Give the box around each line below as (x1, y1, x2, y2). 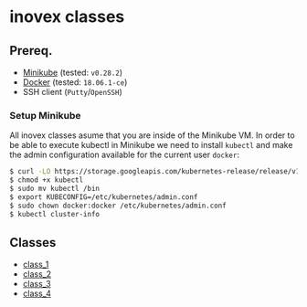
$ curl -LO (9, 167, 51, 176)
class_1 (22, 259, 49, 270)
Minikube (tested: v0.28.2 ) (22, 67, 123, 78)
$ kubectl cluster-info (9, 209, 101, 218)
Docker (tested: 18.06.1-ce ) (22, 77, 128, 88)
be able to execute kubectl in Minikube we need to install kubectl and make (9, 140, 293, 151)
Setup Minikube (9, 109, 81, 122)
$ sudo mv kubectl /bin (9, 185, 101, 194)
